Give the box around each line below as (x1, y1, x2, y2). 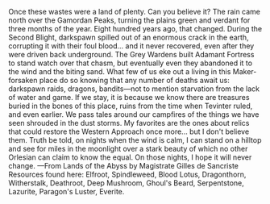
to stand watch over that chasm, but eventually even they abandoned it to (8, 58, 252, 68)
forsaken (8, 76, 38, 85)
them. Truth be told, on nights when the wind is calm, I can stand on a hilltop (8, 135, 262, 144)
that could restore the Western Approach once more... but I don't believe (8, 127, 250, 136)
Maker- (232, 67, 257, 76)
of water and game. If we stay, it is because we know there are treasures (8, 93, 250, 102)
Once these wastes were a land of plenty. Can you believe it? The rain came (8, 7, 260, 16)
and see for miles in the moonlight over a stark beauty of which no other (8, 144, 248, 153)
